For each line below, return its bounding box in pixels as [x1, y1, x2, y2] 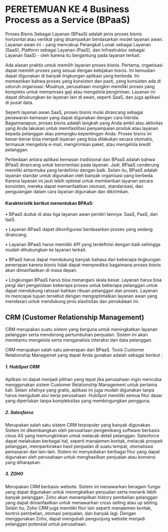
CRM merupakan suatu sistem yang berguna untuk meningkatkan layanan [5, 326, 158, 332]
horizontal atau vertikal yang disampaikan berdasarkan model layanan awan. [5, 36, 163, 42]
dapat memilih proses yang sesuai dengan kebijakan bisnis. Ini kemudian [5, 67, 155, 73]
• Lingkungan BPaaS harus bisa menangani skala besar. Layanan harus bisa [5, 277, 162, 283]
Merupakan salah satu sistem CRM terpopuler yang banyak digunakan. [5, 422, 152, 428]
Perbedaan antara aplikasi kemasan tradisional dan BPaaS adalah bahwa [5, 156, 155, 162]
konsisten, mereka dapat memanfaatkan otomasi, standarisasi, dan [5, 183, 143, 189]
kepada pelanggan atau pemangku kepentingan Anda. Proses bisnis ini [5, 130, 152, 136]
